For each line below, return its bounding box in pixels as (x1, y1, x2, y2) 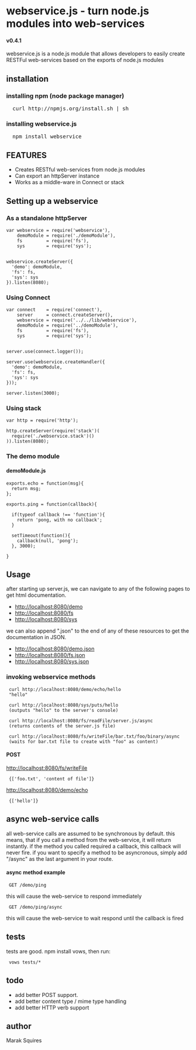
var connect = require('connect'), (6, 307, 102, 313)
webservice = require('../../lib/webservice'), (17, 317, 137, 323)
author (6, 1021, 32, 1031)
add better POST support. (14, 991, 79, 998)
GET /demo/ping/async (8, 904, 63, 910)
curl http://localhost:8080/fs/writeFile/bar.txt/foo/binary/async (8, 733, 180, 739)
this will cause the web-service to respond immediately (6, 893, 142, 900)
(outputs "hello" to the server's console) (8, 707, 119, 713)
